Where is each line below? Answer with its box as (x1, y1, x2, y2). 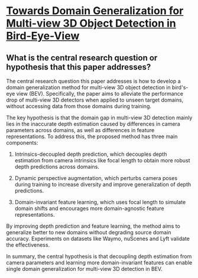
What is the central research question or (6, 53, 158, 63)
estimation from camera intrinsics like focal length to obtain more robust (14, 157, 190, 163)
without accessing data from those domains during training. (6, 103, 152, 110)
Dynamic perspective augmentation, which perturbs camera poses (14, 175, 178, 181)
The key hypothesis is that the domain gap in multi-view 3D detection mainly (6, 114, 193, 121)
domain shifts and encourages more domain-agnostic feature (14, 205, 164, 212)
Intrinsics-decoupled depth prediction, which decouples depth (14, 151, 167, 158)
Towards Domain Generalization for (6, 4, 184, 18)
